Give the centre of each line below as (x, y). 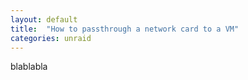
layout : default (44, 19)
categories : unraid (51, 38)
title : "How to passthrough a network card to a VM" (125, 29)
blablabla (29, 67)
